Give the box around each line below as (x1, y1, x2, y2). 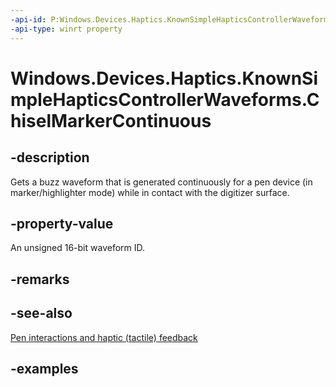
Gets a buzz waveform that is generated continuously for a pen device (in (10, 176, 313, 188)
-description (10, 149, 90, 166)
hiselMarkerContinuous (10, 109, 212, 132)
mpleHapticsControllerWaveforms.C (10, 88, 320, 111)
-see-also (10, 305, 73, 322)
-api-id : (10, 14, 47, 25)
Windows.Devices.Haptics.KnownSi (10, 67, 318, 90)
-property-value (10, 215, 114, 232)
